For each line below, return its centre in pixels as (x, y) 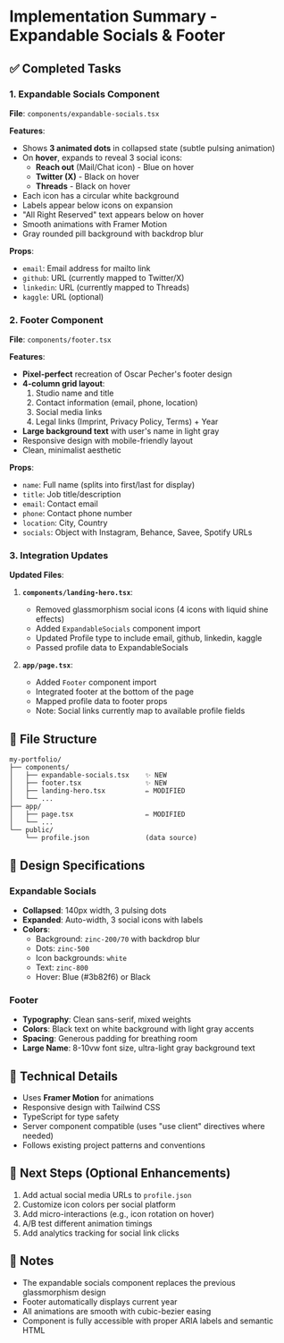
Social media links (69, 412)
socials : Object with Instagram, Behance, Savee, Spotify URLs (137, 532)
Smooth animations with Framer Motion (95, 224)
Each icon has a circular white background (100, 195)
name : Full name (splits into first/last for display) (109, 485)
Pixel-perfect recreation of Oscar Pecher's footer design (127, 374)
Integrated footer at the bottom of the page (115, 692)
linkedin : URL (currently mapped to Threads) (106, 287)
